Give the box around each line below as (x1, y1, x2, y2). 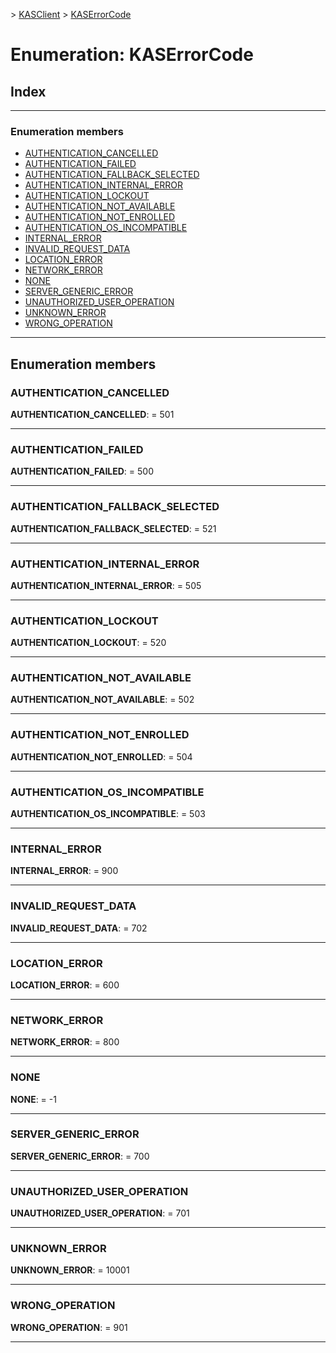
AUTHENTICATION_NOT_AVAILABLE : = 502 (10, 694, 195, 706)
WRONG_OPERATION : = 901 (10, 1321, 128, 1333)
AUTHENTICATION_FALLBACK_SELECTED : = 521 (10, 522, 217, 534)
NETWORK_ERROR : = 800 (10, 1036, 120, 1048)
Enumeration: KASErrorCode (10, 44, 254, 66)
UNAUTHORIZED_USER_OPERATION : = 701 (10, 1207, 190, 1219)
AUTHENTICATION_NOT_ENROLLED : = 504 (10, 750, 193, 763)
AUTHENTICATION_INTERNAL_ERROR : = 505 (10, 579, 202, 591)
